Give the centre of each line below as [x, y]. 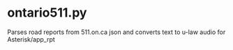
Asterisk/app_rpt [31, 39]
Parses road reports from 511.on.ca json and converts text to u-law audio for [116, 32]
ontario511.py [47, 13]
